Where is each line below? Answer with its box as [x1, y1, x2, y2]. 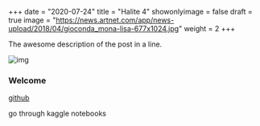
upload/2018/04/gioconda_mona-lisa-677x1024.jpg [8, 24, 180, 33]
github [8, 93, 30, 103]
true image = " [8, 15, 56, 25]
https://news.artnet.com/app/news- [56, 15, 175, 25]
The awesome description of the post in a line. [8, 39, 163, 49]
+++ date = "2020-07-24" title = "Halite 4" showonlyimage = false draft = [8, 7, 254, 16]
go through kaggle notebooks [8, 108, 107, 119]
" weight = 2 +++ [178, 24, 236, 33]
